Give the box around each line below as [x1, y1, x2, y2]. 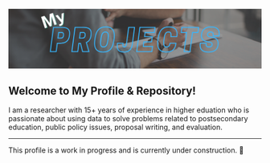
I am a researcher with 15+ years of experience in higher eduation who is [8, 105, 250, 115]
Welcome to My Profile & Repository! [8, 84, 197, 97]
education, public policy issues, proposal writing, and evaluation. [8, 122, 223, 132]
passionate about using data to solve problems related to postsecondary [8, 114, 248, 124]
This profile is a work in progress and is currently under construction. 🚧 [8, 145, 244, 155]
